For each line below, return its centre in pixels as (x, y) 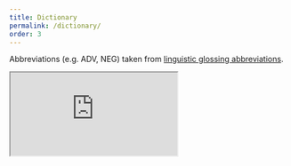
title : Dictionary (43, 17)
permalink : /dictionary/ (55, 26)
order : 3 (25, 34)
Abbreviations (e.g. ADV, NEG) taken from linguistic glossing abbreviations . (146, 59)
